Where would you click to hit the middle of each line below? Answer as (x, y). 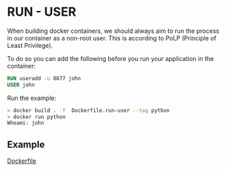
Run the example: (32, 98)
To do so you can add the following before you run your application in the (111, 58)
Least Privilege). (30, 45)
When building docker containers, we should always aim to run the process (113, 31)
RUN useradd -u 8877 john (44, 78)
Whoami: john (26, 123)
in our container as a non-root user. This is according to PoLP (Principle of (112, 38)
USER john (21, 85)
